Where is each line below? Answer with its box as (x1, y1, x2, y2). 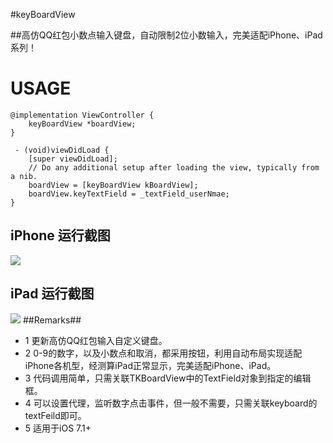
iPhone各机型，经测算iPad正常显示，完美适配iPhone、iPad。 (24, 359, 277, 371)
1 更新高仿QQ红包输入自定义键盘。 (24, 334, 168, 346)
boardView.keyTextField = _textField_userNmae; (28, 189, 230, 199)
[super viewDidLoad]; (28, 154, 118, 164)
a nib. (10, 171, 38, 181)
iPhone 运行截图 (10, 227, 111, 244)
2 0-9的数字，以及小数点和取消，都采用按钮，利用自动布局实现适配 (24, 347, 303, 359)
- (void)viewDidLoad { (14, 145, 110, 155)
